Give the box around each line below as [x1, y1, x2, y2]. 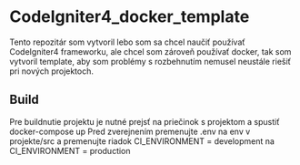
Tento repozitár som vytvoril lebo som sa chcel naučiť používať [9, 36, 245, 47]
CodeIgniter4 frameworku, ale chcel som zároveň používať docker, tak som [9, 46, 292, 57]
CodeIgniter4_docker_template [9, 6, 250, 27]
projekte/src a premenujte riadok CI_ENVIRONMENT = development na [9, 135, 275, 147]
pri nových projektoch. [9, 66, 94, 77]
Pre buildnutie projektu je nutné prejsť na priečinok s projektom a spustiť [9, 116, 280, 127]
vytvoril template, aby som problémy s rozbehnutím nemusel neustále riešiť [9, 56, 292, 67]
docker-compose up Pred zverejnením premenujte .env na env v [9, 126, 251, 137]
